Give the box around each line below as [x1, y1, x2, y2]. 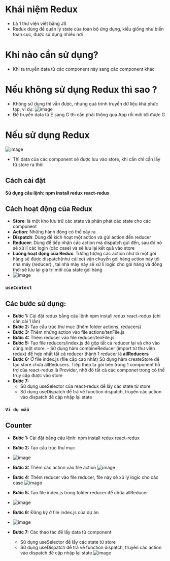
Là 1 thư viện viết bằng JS [12, 20, 67, 26]
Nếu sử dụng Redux [5, 129, 90, 141]
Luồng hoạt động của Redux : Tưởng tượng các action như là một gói [12, 251, 156, 257]
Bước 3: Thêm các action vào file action [12, 464, 96, 470]
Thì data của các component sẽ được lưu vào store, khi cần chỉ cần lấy [12, 156, 161, 162]
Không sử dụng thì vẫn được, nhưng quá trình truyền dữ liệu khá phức [12, 100, 158, 106]
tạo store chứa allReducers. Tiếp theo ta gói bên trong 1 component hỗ [12, 362, 161, 368]
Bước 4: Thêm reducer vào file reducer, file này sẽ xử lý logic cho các [12, 474, 159, 480]
